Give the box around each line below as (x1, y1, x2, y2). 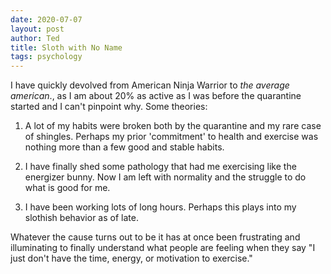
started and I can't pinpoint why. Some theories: (10, 101, 208, 113)
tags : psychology (10, 52, 83, 62)
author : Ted (10, 33, 60, 43)
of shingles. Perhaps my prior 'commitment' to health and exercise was (24, 131, 319, 143)
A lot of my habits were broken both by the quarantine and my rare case (24, 120, 322, 132)
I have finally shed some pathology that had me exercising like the (24, 161, 297, 173)
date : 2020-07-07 (10, 14, 83, 25)
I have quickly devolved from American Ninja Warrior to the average (10, 79, 290, 91)
